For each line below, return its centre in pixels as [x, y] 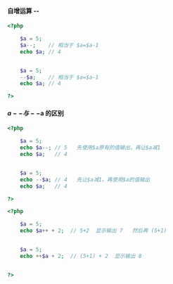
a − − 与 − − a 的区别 [36, 113]
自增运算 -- [24, 11]
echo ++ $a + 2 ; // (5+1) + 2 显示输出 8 [81, 256]
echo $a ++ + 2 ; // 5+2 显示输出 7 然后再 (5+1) [94, 231]
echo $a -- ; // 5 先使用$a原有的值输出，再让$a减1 [90, 148]
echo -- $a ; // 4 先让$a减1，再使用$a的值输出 [85, 179]
